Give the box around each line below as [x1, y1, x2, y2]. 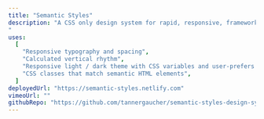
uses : [8, 33, 26, 41]
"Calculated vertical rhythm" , [22, 56, 125, 63]
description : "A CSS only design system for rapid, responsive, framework [8, 19, 258, 27]
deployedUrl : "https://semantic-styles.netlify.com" [8, 84, 185, 92]
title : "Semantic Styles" [8, 11, 93, 20]
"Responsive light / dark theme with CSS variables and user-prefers [22, 63, 255, 70]
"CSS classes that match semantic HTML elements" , [22, 70, 192, 78]
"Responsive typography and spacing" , [22, 48, 149, 56]
